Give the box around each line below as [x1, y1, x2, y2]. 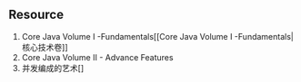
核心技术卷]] [21, 41, 69, 52]
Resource [8, 7, 65, 23]
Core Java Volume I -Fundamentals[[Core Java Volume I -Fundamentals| [21, 31, 295, 41]
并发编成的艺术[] [21, 62, 85, 73]
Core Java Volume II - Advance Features [21, 51, 174, 62]
